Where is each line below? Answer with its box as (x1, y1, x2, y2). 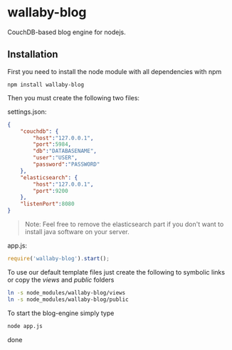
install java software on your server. (24, 228, 130, 235)
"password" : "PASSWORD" (33, 161, 100, 168)
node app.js (7, 322, 43, 329)
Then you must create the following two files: (7, 93, 140, 102)
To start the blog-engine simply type (7, 309, 115, 317)
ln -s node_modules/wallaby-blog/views (7, 289, 126, 296)
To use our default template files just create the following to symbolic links (7, 267, 226, 276)
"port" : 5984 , (33, 141, 72, 148)
